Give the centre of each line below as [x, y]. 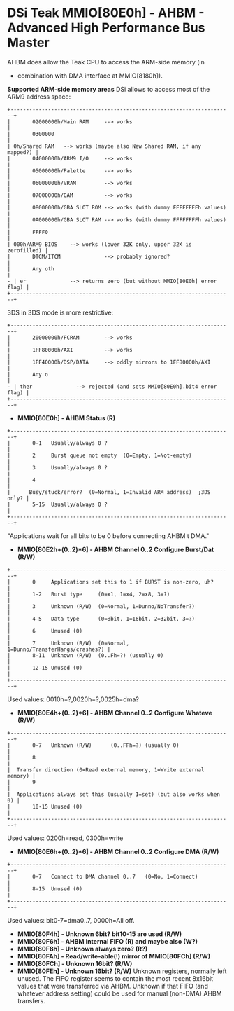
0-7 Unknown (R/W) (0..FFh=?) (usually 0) [106, 745]
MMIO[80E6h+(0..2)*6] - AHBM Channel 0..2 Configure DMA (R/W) [118, 851]
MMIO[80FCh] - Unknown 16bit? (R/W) [75, 963]
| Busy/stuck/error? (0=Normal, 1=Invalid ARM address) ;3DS [109, 492]
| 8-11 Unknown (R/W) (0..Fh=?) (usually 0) [86, 655]
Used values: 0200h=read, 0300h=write [65, 838]
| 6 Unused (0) [45, 631]
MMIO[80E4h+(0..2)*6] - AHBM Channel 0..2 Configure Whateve [115, 713]
